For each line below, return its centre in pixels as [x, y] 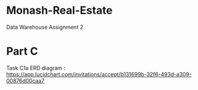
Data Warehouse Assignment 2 [45, 27]
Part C [22, 51]
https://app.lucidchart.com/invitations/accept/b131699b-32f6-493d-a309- [99, 74]
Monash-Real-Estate [59, 10]
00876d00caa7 [25, 80]
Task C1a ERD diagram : [36, 68]
